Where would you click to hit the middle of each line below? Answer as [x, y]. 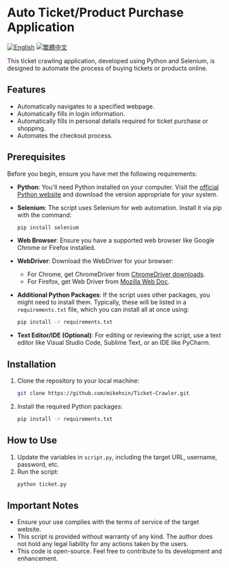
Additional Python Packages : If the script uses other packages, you [113, 295]
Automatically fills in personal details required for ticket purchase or [112, 121]
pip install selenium [48, 227]
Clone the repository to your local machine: [78, 381]
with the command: [44, 215]
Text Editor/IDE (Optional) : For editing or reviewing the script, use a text [119, 335]
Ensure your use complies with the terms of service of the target [108, 522]
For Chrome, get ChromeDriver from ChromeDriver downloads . [116, 274]
